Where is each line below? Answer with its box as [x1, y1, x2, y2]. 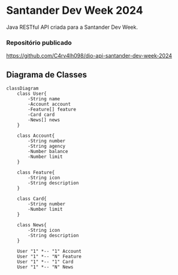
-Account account [28, 101, 71, 107]
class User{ [17, 91, 47, 97]
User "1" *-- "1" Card [17, 259, 74, 265]
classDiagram [6, 85, 39, 92]
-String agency [28, 144, 66, 150]
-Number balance [28, 148, 68, 155]
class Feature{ [17, 169, 55, 176]
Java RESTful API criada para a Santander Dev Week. [6, 23, 138, 31]
